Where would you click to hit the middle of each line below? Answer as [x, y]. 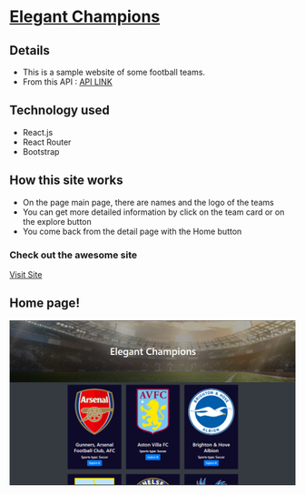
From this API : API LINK [68, 82]
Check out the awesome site [74, 255]
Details [30, 51]
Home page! [44, 303]
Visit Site [26, 274]
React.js [38, 132]
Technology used [60, 111]
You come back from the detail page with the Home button [132, 231]
